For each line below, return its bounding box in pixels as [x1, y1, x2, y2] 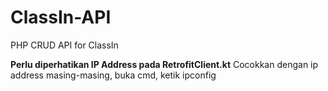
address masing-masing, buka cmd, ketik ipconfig [10, 69, 217, 81]
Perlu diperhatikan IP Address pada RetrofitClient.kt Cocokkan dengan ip [10, 58, 319, 70]
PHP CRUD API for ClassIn [10, 39, 119, 51]
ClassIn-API [10, 6, 112, 29]
